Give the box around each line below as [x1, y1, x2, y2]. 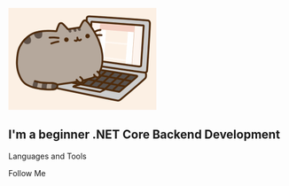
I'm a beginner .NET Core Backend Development [8, 128, 281, 143]
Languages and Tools [8, 151, 88, 161]
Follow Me [8, 167, 46, 178]
